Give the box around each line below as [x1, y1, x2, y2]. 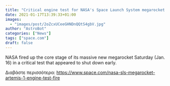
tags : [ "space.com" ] [5, 36, 49, 41]
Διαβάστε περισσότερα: [5, 69, 55, 75]
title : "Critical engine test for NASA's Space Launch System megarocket [5, 7, 165, 13]
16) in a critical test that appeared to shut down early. [5, 59, 117, 66]
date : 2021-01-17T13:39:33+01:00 [5, 12, 76, 17]
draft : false [5, 40, 33, 46]
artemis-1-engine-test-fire [5, 74, 60, 81]
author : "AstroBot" [5, 26, 47, 31]
